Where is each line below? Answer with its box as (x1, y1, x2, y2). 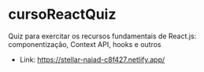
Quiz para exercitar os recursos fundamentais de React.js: (8, 31, 197, 41)
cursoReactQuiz (8, 5, 117, 23)
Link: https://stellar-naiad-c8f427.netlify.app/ (19, 55, 165, 64)
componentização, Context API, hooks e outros (8, 39, 161, 49)
